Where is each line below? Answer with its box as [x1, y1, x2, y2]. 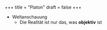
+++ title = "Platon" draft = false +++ [5, 4, 82, 10]
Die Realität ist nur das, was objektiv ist [19, 19, 102, 25]
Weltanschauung [12, 14, 47, 19]
